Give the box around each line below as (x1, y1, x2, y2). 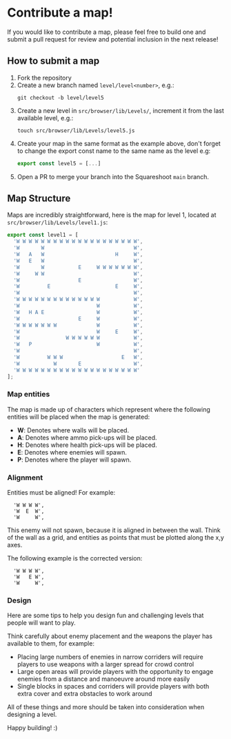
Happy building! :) (7, 724, 58, 732)
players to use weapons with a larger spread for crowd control (17, 660, 194, 668)
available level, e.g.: (17, 113, 74, 122)
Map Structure (7, 192, 71, 205)
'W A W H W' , (13, 251, 143, 258)
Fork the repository (17, 73, 72, 82)
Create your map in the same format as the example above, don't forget (17, 139, 221, 147)
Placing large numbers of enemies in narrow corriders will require (17, 653, 203, 662)
